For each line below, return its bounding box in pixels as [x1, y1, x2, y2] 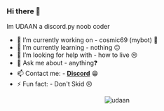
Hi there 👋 [6, 6, 41, 16]
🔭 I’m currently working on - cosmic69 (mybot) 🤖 [16, 36, 158, 44]
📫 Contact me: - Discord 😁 [16, 70, 99, 78]
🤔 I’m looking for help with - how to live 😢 [16, 51, 138, 59]
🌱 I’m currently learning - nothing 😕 [16, 44, 121, 52]
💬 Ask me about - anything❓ [16, 59, 98, 67]
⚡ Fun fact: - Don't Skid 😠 [16, 80, 93, 89]
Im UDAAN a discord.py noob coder [6, 22, 110, 31]
